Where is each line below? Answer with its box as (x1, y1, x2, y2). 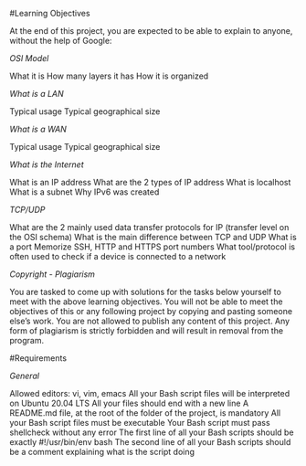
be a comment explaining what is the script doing (9, 447, 195, 457)
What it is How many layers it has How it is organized (9, 70, 209, 81)
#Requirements (9, 353, 67, 364)
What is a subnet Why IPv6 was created (9, 186, 160, 197)
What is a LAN (9, 89, 64, 99)
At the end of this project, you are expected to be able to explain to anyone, (9, 26, 293, 36)
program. (9, 335, 45, 345)
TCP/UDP (9, 205, 46, 215)
